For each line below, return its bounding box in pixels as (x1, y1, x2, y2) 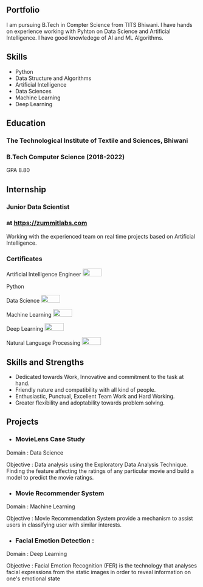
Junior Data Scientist (6, 203, 70, 211)
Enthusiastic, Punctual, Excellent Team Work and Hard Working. (15, 392, 175, 400)
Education (6, 118, 46, 129)
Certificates (6, 254, 43, 263)
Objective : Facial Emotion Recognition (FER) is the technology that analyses (6, 562, 198, 569)
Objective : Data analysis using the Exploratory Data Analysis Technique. (6, 461, 188, 468)
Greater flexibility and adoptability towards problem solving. (15, 399, 165, 406)
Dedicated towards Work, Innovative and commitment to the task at (15, 373, 184, 380)
